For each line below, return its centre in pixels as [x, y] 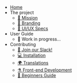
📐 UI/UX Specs [33, 28]
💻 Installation [31, 55]
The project [22, 12]
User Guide [21, 34]
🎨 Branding [29, 23]
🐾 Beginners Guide [37, 75]
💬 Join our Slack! [35, 50]
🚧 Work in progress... [39, 39]
